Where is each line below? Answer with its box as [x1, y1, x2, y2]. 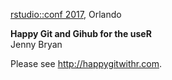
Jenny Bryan [10, 39, 63, 50]
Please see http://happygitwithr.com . [10, 58, 162, 69]
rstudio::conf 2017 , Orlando [10, 9, 122, 20]
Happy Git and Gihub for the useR [10, 28, 152, 39]
